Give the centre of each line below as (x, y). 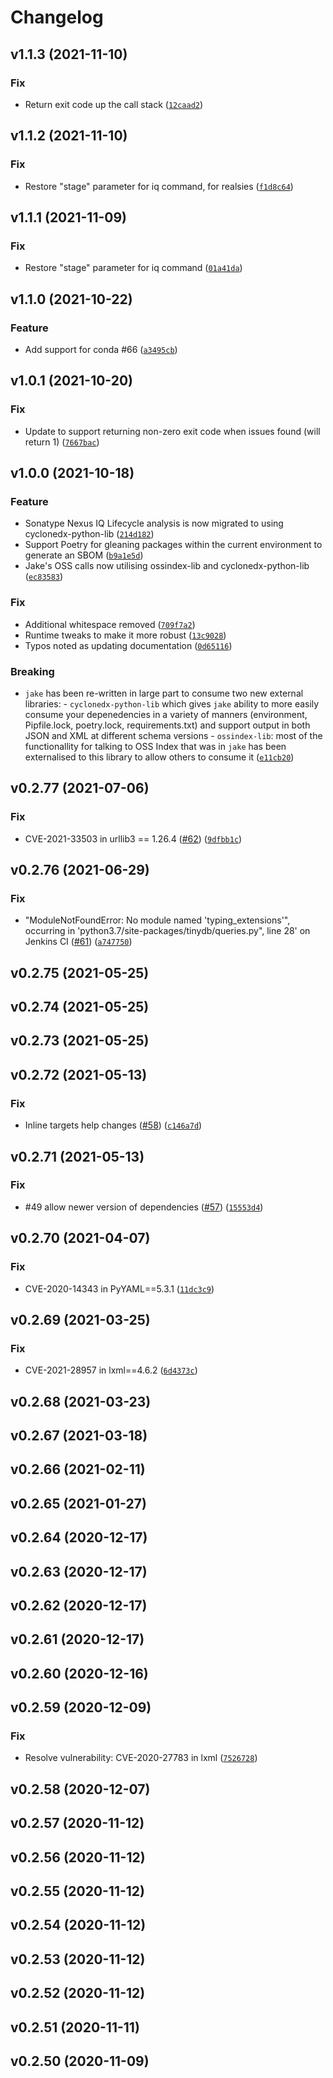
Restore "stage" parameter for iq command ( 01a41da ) (133, 268)
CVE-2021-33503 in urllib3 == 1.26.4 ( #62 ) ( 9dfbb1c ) (133, 838)
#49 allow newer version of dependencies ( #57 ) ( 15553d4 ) (144, 1207)
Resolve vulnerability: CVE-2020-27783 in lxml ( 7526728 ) (141, 1758)
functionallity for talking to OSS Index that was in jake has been (155, 746)
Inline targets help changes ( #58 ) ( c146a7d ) (113, 1125)
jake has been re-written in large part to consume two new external (164, 693)
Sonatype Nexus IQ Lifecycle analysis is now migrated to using (154, 523)
